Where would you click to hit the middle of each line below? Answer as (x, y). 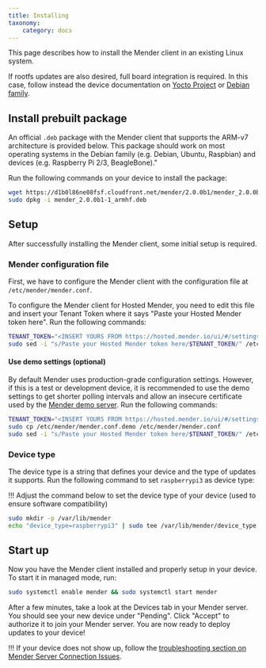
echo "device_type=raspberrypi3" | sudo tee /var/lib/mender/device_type (133, 525)
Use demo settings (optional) (57, 362)
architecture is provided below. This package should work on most (117, 146)
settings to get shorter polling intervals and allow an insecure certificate (125, 396)
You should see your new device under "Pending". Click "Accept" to (119, 616)
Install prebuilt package (68, 118)
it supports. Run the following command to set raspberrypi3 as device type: (131, 479)
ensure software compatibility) (58, 503)
